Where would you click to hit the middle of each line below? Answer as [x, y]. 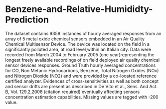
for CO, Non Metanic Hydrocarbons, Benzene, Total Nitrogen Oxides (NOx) [82, 70]
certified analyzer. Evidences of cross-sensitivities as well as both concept [82, 81]
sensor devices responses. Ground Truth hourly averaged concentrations [81, 65]
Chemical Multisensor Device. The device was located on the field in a [77, 44]
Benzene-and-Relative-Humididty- [79, 9]
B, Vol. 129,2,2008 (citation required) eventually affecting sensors [73, 92]
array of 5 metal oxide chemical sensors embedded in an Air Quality [75, 39]
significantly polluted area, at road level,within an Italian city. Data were [78, 49]
